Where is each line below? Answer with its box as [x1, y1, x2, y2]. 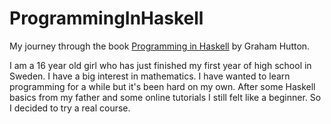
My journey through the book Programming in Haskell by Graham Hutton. [9, 40, 311, 52]
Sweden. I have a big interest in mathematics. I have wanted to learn [9, 70, 291, 82]
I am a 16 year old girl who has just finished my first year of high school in [9, 59, 312, 71]
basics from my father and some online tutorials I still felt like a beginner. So [9, 91, 322, 103]
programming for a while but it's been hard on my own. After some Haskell [9, 80, 316, 92]
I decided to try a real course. [9, 102, 131, 114]
